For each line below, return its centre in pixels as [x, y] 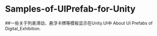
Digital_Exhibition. [23, 28]
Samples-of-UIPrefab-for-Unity [70, 9]
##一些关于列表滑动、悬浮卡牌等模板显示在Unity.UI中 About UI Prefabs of [79, 23]
